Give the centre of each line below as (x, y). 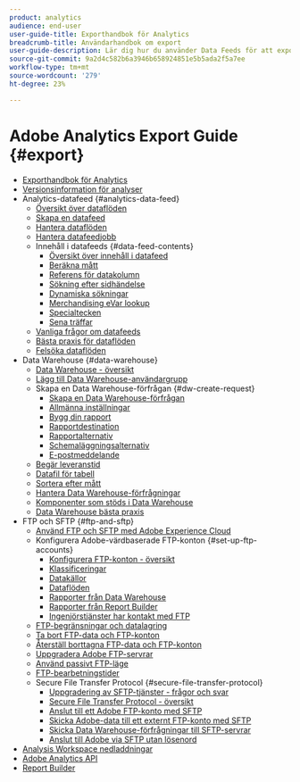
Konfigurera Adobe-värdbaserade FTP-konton (121, 540)
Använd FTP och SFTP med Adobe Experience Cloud (133, 530)
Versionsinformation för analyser (82, 189)
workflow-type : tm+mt (50, 68)
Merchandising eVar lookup (99, 303)
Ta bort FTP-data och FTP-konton (98, 635)
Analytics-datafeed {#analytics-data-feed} (101, 198)
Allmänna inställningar (90, 407)
